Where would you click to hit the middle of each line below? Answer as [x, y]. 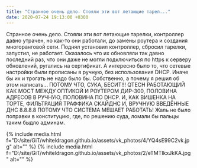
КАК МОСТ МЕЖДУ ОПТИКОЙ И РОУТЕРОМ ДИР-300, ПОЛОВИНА [92, 91]
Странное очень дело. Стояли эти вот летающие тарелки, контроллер [95, 34]
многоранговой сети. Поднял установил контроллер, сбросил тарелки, [96, 47]
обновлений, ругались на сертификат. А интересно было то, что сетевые [98, 65]
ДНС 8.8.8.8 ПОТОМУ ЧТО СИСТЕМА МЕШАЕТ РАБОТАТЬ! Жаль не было [98, 110]
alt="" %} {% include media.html [53, 147]
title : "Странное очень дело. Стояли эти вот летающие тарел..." [88, 12]
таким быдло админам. [35, 122]
